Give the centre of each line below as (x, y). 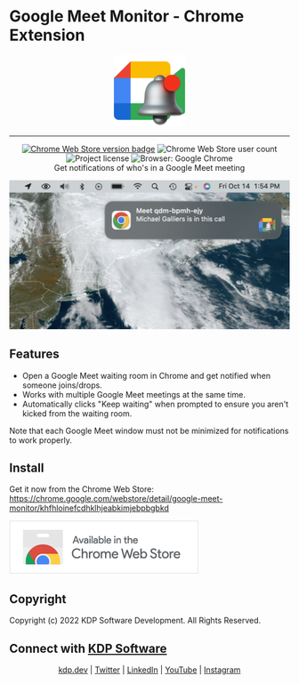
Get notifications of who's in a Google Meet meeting (149, 167)
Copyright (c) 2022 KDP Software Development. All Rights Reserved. (135, 621)
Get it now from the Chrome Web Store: (81, 489)
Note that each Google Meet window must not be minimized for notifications (149, 431)
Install (27, 467)
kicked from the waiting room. (77, 413)
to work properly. (41, 440)
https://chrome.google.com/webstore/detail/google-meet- (116, 499)
